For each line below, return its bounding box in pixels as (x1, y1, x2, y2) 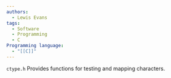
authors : (6, 8, 29, 15)
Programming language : (6, 43, 64, 49)
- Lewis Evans (12, 15, 47, 21)
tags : (6, 20, 20, 26)
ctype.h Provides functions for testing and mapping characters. (6, 65, 166, 72)
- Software (12, 25, 40, 32)
